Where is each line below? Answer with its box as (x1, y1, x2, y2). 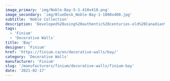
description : (5, 21, 33, 27)
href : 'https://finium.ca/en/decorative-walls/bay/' (5, 49, 119, 54)
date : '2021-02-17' (5, 68, 47, 73)
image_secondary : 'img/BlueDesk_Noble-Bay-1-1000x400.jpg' (5, 12, 133, 17)
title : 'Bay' (5, 40, 33, 45)
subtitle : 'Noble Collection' (5, 17, 69, 22)
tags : (5, 26, 17, 31)
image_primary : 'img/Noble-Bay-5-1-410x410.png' (5, 7, 110, 13)
